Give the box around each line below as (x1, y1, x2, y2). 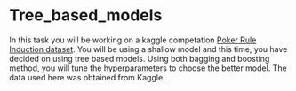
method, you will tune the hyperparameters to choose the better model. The (9, 63, 287, 73)
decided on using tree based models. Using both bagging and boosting (9, 53, 270, 64)
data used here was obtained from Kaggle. (9, 72, 166, 82)
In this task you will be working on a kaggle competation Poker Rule (9, 34, 257, 45)
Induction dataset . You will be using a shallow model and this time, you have (9, 43, 288, 54)
